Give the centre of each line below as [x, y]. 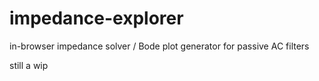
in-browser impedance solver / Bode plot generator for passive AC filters [159, 46]
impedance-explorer [96, 18]
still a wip [29, 65]
